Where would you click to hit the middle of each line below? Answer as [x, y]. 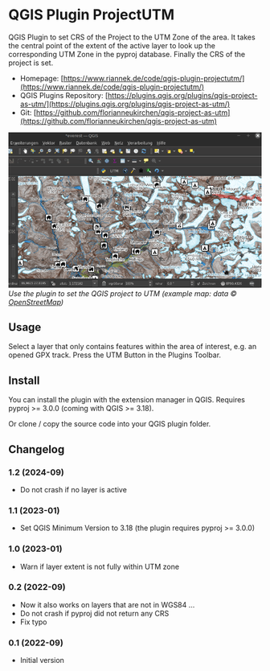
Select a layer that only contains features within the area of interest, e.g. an [133, 347]
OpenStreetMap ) [36, 302]
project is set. [31, 63]
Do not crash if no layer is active [73, 489]
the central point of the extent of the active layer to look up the [112, 45]
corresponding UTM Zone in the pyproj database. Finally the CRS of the [127, 54]
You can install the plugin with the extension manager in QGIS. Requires [127, 400]
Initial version [42, 661]
